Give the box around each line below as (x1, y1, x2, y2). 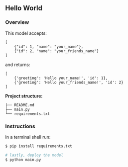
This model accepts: (5, 30, 47, 36)
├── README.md (5, 102, 35, 107)
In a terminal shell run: (5, 134, 51, 140)
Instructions (5, 123, 36, 130)
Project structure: (5, 93, 43, 99)
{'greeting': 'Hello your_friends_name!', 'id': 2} (14, 80, 124, 85)
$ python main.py (5, 157, 41, 162)
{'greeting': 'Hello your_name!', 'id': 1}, (14, 76, 108, 81)
